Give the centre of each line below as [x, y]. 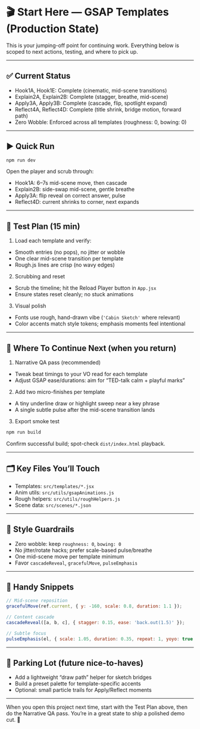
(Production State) [53, 29]
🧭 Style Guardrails [40, 530]
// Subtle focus [26, 633]
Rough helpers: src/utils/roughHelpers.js [68, 498]
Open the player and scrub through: [50, 172]
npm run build [24, 432]
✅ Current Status [38, 76]
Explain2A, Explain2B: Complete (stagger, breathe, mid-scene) [91, 97]
